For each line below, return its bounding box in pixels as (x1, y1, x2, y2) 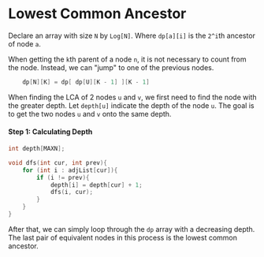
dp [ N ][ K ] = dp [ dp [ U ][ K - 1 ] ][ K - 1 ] (22, 78, 150, 86)
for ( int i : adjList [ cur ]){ (22, 166, 118, 174)
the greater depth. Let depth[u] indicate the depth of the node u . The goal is (8, 100, 255, 110)
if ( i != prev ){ (36, 173, 90, 181)
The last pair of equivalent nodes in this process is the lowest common (8, 233, 238, 242)
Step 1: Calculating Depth (8, 127, 93, 136)
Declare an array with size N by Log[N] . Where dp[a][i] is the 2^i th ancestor (8, 31, 256, 40)
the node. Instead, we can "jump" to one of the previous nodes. (8, 62, 214, 72)
